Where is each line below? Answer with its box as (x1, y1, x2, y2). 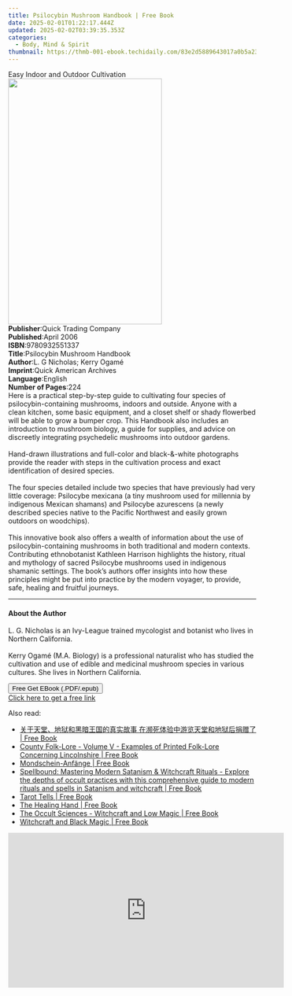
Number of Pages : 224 (8, 382, 81, 392)
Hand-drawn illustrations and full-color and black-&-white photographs (8, 449, 239, 459)
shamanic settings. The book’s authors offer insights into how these (8, 566, 227, 575)
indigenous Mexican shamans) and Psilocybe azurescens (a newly (8, 500, 224, 508)
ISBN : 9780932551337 (8, 341, 80, 350)
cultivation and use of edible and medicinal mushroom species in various (8, 659, 245, 669)
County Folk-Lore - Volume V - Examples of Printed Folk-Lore (19, 742, 220, 751)
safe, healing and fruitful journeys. (8, 583, 120, 592)
